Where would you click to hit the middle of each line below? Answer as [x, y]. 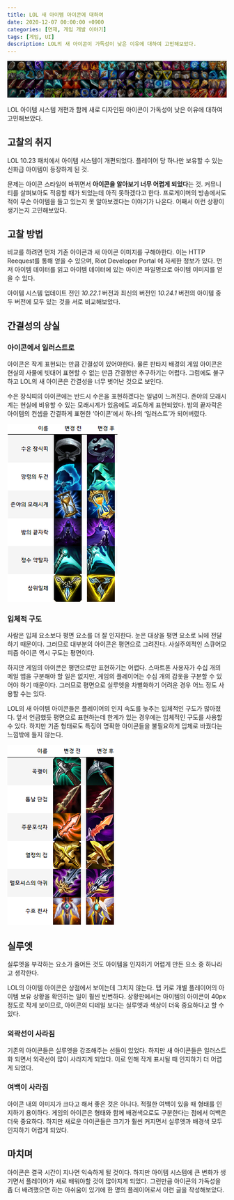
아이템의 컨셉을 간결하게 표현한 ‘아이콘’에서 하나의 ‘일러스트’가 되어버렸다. [107, 414]
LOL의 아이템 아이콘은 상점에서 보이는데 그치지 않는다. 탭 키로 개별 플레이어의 [112, 988]
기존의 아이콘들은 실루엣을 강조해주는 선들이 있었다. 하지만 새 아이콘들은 [105, 1050]
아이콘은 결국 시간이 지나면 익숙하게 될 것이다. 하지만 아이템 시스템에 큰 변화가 [113, 1172]
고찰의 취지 [30, 143]
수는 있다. [33, 694]
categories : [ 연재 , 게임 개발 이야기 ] [57, 29]
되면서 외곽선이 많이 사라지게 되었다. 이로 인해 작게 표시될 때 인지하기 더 [112, 1059]
